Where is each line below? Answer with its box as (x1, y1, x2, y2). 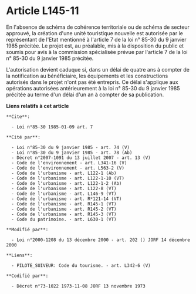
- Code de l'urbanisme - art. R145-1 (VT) (11, 201, 117, 207)
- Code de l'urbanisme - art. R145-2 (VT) (11, 206, 117, 212)
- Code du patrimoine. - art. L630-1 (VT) (11, 216, 117, 222)
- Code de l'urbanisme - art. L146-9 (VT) (11, 191, 117, 197)
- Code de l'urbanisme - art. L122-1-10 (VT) (11, 175, 125, 181)
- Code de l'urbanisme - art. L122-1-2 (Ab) (11, 180, 122, 186)
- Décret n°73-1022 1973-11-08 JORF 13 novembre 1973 (11, 283, 146, 289)
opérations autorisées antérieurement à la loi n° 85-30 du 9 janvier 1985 (6, 85, 180, 92)
